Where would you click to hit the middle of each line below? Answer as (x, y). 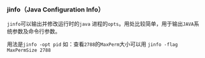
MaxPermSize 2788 (29, 50)
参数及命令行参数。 (36, 31)
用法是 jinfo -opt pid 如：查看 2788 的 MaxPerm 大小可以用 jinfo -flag (92, 44)
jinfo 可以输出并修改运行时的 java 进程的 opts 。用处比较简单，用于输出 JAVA (100, 24)
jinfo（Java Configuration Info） (56, 9)
